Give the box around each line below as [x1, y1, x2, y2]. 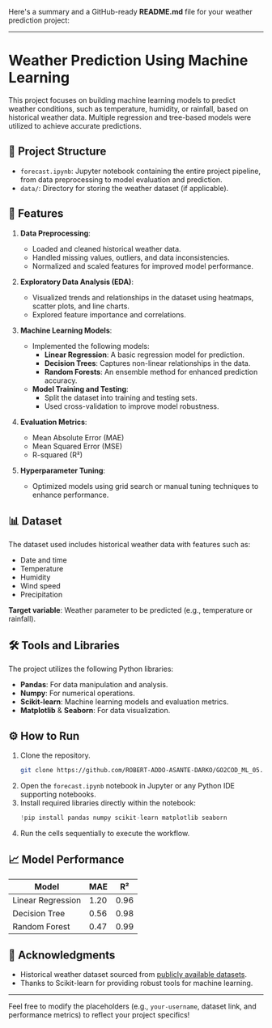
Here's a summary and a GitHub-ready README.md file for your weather [8, 7, 253, 16]
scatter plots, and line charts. [32, 301, 130, 311]
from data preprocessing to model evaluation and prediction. [19, 174, 223, 185]
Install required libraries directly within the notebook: [19, 797, 196, 808]
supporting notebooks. [19, 789, 96, 799]
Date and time [19, 555, 67, 565]
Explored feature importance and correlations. [32, 309, 186, 319]
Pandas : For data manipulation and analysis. [19, 680, 168, 690]
